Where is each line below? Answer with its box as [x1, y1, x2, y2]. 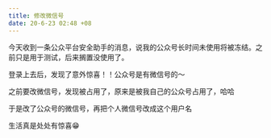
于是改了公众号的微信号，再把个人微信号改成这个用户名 [8, 103, 192, 113]
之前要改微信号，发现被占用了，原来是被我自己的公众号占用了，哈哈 [8, 86, 235, 96]
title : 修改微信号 [8, 11, 65, 20]
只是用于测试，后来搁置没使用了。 [15, 52, 129, 62]
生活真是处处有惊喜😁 [8, 120, 80, 130]
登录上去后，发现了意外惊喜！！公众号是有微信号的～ [8, 69, 186, 79]
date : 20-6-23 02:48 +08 [8, 19, 92, 27]
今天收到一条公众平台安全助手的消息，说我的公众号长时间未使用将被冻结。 [8, 42, 256, 52]
